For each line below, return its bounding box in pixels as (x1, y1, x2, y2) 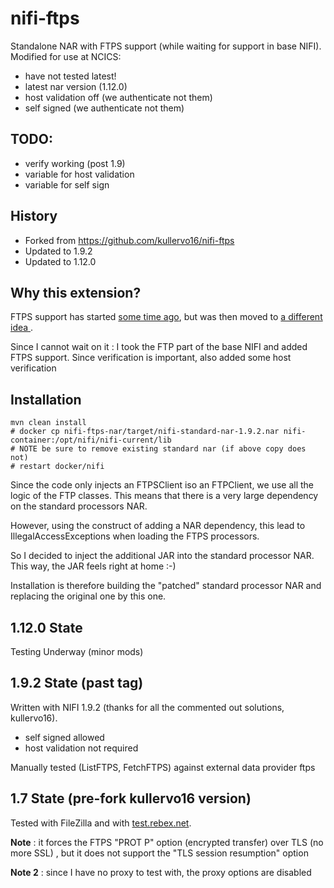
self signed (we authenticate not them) (24, 102, 185, 114)
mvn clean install (10, 418, 87, 428)
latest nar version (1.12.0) (24, 80, 128, 92)
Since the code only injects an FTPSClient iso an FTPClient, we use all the (10, 479, 315, 491)
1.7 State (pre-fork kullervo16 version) (10, 790, 252, 807)
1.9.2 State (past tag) (10, 675, 144, 692)
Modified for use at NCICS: (10, 50, 122, 62)
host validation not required (24, 742, 139, 754)
